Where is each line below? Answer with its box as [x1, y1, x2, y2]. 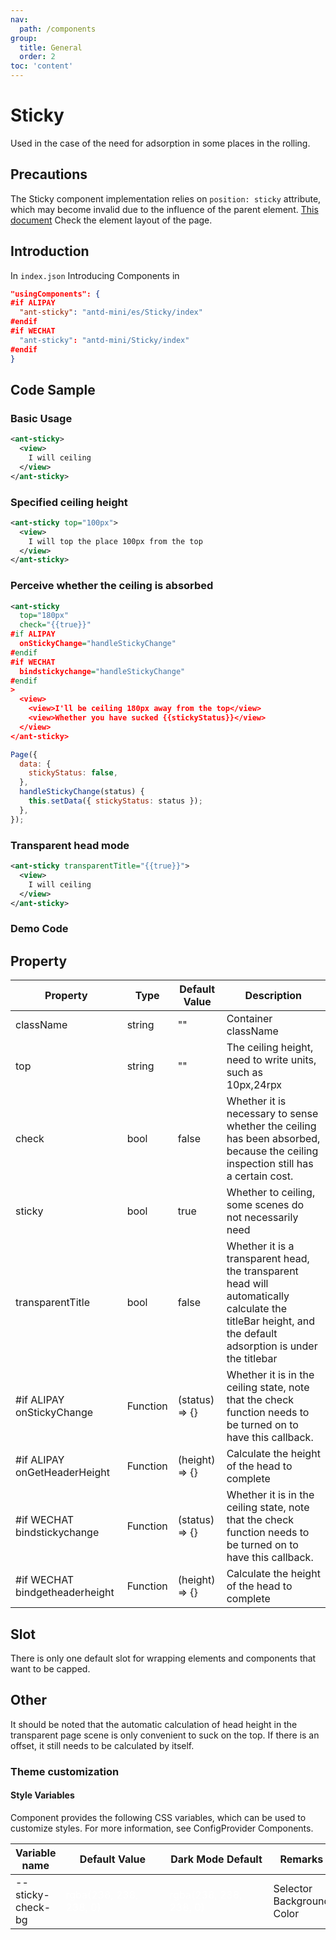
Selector [273, 1881, 313, 1895]
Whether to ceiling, [226, 1186, 316, 1200]
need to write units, [226, 1053, 317, 1067]
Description [244, 989, 303, 1003]
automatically [226, 1289, 290, 1303]
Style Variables [10, 1789, 75, 1801]
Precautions [10, 166, 88, 183]
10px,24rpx [226, 1078, 283, 1092]
